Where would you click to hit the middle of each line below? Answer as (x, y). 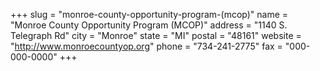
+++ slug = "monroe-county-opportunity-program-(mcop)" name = (149, 14)
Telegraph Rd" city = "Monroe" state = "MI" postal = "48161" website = (156, 35)
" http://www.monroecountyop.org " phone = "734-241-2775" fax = (146, 46)
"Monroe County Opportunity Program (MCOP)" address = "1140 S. (149, 25)
